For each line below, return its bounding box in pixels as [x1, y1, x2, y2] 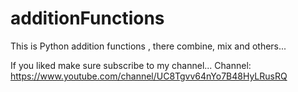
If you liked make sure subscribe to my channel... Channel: [10, 59, 252, 71]
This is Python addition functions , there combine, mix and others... [10, 40, 287, 52]
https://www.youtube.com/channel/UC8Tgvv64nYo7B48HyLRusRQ [10, 70, 288, 82]
